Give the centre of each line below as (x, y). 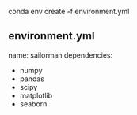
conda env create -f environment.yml (69, 11)
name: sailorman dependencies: (61, 55)
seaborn (33, 104)
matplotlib (36, 95)
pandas (32, 79)
